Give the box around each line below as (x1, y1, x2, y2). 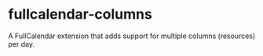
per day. (8, 39, 35, 48)
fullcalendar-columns (8, 5, 153, 23)
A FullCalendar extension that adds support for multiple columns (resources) (8, 31, 256, 40)
